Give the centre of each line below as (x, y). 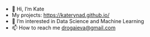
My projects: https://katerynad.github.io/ (61, 15)
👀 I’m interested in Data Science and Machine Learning (78, 21)
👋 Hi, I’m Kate (28, 9)
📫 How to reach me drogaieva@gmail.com (64, 28)
